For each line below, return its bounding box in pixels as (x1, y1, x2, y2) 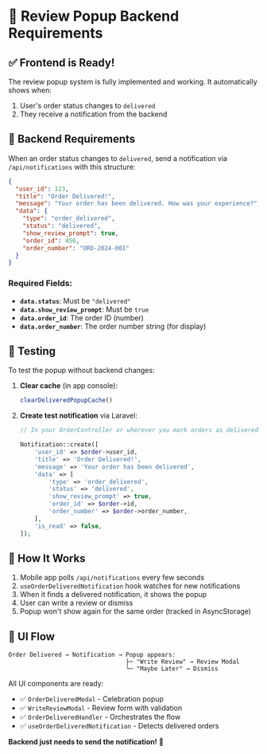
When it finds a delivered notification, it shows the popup (19, 590, 207, 599)
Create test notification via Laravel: (19, 410, 137, 421)
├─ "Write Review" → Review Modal (126, 658, 240, 666)
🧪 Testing (8, 344, 56, 358)
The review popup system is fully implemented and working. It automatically (8, 77, 258, 86)
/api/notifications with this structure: (8, 162, 136, 171)
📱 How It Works (8, 552, 86, 565)
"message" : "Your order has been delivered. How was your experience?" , (15, 199, 261, 208)
